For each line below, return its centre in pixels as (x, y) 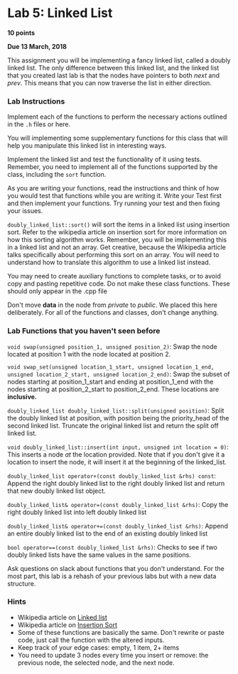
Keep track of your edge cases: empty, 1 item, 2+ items (98, 647)
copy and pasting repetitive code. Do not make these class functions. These (119, 284)
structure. (22, 583)
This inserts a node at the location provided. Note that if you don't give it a (116, 454)
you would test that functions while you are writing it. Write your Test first (115, 196)
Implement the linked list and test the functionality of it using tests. (105, 159)
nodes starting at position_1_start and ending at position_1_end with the (110, 381)
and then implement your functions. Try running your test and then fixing (114, 203)
